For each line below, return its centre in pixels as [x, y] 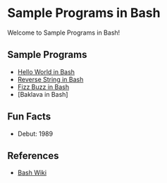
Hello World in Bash [46, 71]
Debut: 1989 [35, 134]
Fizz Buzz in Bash [43, 87]
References [33, 156]
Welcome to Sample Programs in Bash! [64, 33]
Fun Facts [29, 117]
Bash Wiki [32, 173]
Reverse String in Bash [50, 79]
